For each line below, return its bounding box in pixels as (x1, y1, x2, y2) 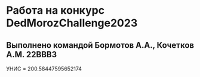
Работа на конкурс (6, 4, 105, 17)
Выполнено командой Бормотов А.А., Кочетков (6, 40, 195, 50)
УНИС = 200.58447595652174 (6, 65, 82, 72)
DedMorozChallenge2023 (6, 16, 138, 30)
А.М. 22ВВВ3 (6, 49, 57, 60)
